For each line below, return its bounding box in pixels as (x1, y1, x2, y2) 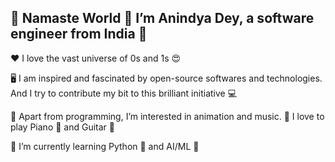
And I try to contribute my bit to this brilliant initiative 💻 (10, 87, 238, 99)
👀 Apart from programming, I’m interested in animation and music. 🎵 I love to (10, 110, 325, 122)
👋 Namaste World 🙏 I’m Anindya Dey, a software (10, 10, 315, 27)
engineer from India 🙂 (10, 26, 148, 43)
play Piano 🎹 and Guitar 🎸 (10, 121, 116, 133)
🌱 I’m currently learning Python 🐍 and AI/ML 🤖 (10, 140, 200, 152)
